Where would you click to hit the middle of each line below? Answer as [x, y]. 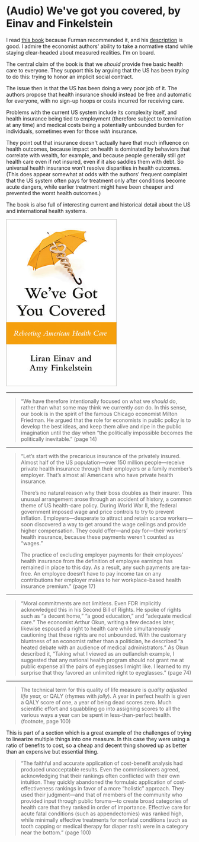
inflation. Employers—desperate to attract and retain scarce [94, 518]
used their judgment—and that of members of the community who [101, 795]
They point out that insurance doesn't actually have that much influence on [98, 142]
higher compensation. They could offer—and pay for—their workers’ [104, 530]
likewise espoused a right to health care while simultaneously [95, 628]
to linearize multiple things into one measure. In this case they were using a [98, 739]
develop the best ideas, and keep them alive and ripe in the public [101, 426]
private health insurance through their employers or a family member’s [106, 468]
